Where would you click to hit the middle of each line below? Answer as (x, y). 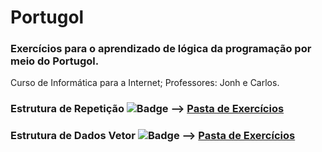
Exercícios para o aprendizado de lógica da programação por (161, 49)
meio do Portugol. (55, 61)
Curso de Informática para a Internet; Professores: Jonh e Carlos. (145, 83)
